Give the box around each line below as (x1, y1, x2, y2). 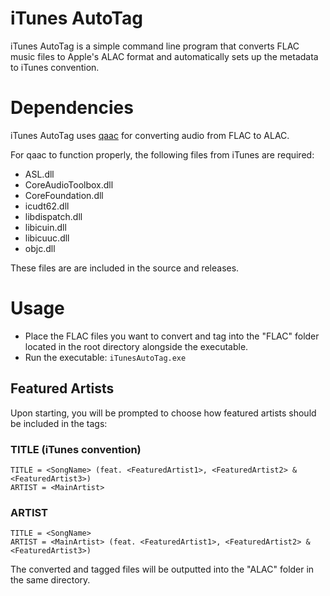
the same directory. (10, 574, 91, 586)
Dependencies (10, 97, 134, 119)
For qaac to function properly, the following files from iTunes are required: (10, 148, 315, 161)
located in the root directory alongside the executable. (24, 340, 249, 352)
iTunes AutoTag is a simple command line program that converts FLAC (10, 40, 300, 52)
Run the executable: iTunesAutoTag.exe (24, 351, 187, 363)
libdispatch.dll (24, 210, 83, 222)
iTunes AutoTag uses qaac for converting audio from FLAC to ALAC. (10, 129, 290, 141)
